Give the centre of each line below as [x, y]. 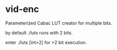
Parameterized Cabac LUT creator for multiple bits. [59, 23]
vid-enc [22, 9]
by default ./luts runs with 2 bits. [39, 32]
